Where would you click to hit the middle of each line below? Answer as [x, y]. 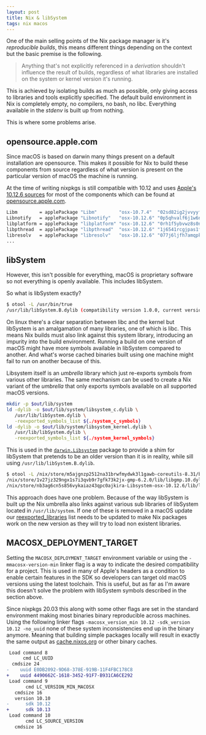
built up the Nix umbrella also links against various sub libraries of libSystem [102, 504]
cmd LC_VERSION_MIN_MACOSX [60, 687]
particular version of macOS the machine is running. [72, 176]
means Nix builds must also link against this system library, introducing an [100, 335]
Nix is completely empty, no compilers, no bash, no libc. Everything [91, 104]
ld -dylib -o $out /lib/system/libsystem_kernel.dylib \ [79, 427]
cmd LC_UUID [38, 658]
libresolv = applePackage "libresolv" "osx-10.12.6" [81, 235]
